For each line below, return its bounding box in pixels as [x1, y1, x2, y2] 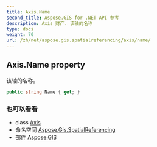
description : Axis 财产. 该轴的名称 [6, 20, 93, 26]
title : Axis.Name [6, 9, 51, 15]
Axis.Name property [6, 60, 85, 70]
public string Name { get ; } [6, 89, 80, 95]
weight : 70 [6, 32, 34, 38]
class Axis [15, 118, 41, 126]
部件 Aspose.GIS [15, 134, 57, 141]
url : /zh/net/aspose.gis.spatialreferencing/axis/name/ [6, 37, 151, 43]
